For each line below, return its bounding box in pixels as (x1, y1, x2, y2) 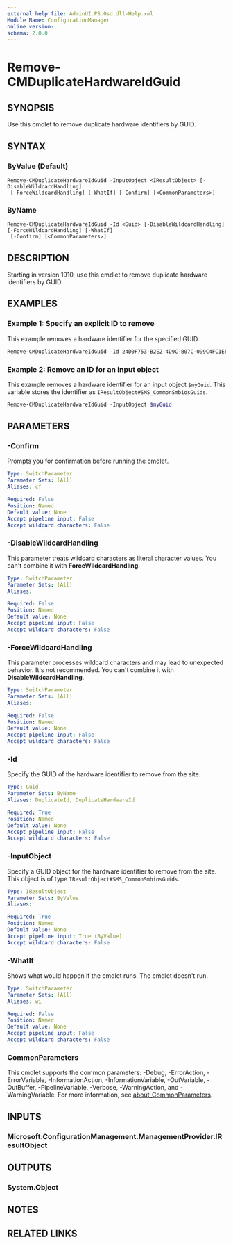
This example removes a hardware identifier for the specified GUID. (7, 334, 200, 343)
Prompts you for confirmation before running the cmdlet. (7, 457, 169, 466)
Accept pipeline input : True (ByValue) (7, 933, 123, 940)
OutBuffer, (7, 1083, 37, 1092)
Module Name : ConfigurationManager (7, 17, 110, 24)
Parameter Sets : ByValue (7, 894, 79, 901)
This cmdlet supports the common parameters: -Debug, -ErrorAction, (7, 1068, 206, 1077)
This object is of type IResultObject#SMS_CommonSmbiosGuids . (7, 874, 180, 883)
